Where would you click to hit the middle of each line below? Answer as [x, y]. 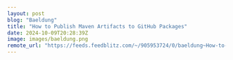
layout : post [26, 13]
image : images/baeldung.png [48, 39]
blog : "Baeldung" [32, 20]
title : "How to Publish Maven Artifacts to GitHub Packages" [97, 26]
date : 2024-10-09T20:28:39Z [48, 33]
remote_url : [24, 46]
